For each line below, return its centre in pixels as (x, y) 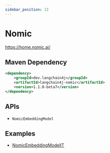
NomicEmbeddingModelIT (38, 145)
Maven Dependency (36, 62)
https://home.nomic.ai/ (28, 47)
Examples (20, 133)
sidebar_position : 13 (27, 9)
